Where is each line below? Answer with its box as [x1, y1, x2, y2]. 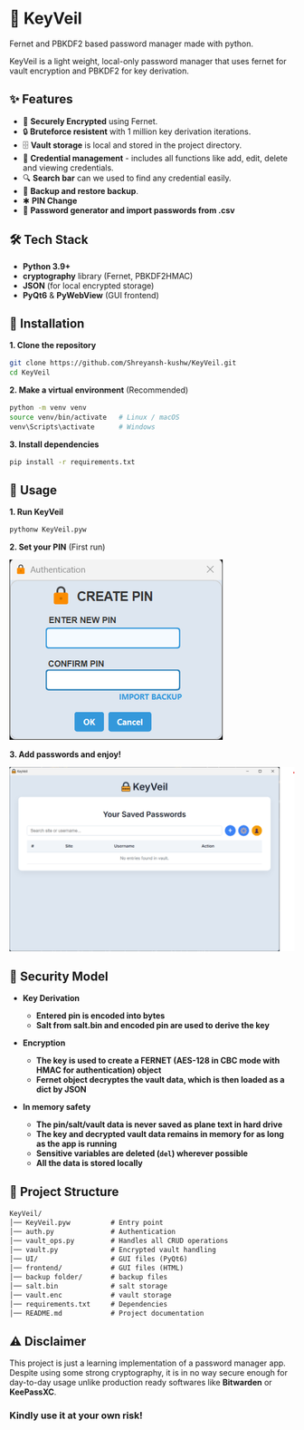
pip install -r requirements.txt [9, 457, 136, 466]
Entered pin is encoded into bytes [35, 1010, 166, 1021]
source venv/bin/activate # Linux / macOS [9, 413, 180, 422]
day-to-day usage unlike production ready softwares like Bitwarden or [9, 1377, 273, 1388]
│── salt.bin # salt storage [9, 1282, 168, 1291]
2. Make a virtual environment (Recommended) [9, 384, 189, 395]
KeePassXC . [9, 1386, 57, 1397]
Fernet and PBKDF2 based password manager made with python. [9, 38, 254, 49]
